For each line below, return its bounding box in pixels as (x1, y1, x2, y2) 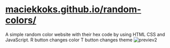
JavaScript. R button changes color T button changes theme (5, 37, 133, 43)
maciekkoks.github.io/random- (5, 4, 142, 15)
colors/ (5, 14, 37, 26)
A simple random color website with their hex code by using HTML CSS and (5, 31, 165, 37)
